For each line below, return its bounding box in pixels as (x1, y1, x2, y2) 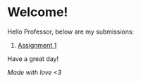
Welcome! (7, 4, 68, 20)
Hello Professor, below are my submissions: (7, 27, 135, 36)
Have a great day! (7, 54, 59, 63)
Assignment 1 (17, 41, 57, 49)
